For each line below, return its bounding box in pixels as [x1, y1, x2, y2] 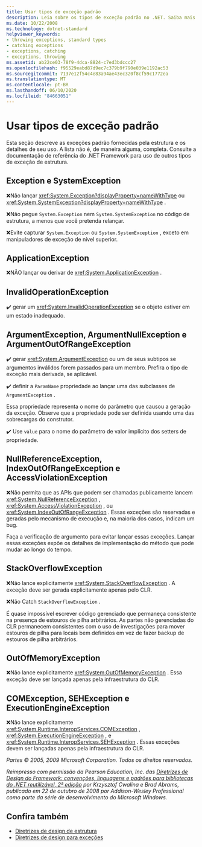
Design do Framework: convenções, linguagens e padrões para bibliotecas [6, 775, 194, 782]
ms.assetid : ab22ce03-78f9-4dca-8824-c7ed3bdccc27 [6, 59, 136, 65]
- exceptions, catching [6, 48, 66, 54]
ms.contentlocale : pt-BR [6, 82, 69, 88]
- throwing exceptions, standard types [6, 37, 107, 43]
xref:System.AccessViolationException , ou [6, 502, 113, 509]
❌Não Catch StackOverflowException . [6, 598, 101, 605]
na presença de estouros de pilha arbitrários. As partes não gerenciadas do [6, 616, 194, 624]
